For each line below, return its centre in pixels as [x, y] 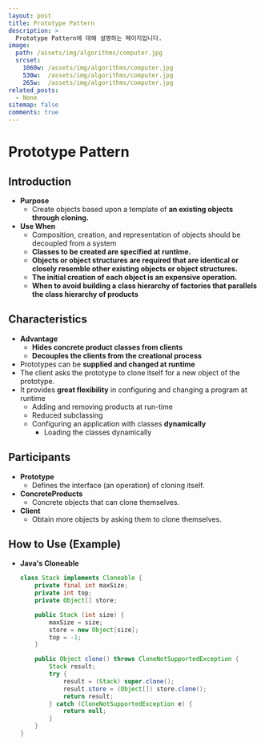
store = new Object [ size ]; [94, 630]
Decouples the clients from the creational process [117, 355]
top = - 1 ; [65, 637]
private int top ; [64, 593]
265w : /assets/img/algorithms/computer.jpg [98, 82]
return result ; [88, 696]
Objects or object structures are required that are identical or [135, 260]
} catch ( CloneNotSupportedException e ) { [121, 704]
